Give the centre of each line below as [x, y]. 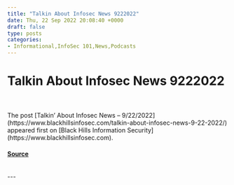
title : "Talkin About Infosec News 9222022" [73, 14]
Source [18, 153]
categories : [25, 40]
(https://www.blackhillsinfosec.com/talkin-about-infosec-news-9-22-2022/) [117, 123]
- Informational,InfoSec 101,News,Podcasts [72, 46]
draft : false [26, 27]
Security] [140, 130]
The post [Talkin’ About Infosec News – [64, 115]
